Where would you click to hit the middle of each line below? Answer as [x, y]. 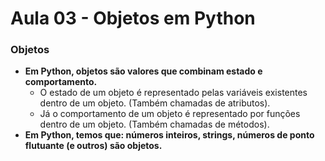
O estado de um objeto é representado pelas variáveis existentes [173, 93]
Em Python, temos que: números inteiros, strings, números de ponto [169, 135]
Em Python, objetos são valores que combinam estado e [143, 71]
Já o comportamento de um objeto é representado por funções [170, 114]
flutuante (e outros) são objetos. [93, 146]
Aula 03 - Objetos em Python [133, 18]
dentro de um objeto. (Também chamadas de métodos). [154, 124]
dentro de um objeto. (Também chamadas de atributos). [155, 103]
